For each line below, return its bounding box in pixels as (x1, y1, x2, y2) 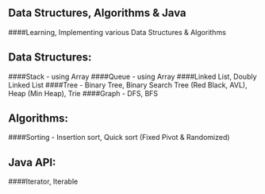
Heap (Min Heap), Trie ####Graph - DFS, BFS (8, 88, 159, 98)
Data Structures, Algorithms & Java (8, 6, 186, 20)
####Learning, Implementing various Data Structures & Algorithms (8, 27, 226, 37)
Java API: (8, 155, 56, 169)
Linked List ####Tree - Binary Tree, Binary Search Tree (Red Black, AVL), (8, 80, 248, 90)
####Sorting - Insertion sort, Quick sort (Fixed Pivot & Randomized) (8, 133, 230, 142)
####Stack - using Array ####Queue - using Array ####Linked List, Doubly (8, 72, 257, 81)
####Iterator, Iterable (8, 177, 79, 186)
